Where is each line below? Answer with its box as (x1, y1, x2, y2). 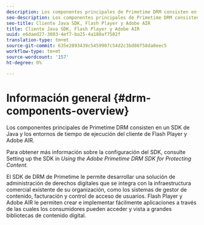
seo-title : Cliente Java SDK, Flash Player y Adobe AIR (6, 20, 151, 26)
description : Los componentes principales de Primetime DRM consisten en (6, 8, 197, 15)
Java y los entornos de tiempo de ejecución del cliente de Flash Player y (6, 130, 187, 138)
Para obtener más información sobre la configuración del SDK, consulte (6, 149, 186, 156)
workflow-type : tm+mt (6, 49, 61, 55)
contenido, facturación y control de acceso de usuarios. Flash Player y (6, 192, 183, 200)
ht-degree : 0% (6, 59, 42, 65)
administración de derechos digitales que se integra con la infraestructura (6, 180, 191, 187)
